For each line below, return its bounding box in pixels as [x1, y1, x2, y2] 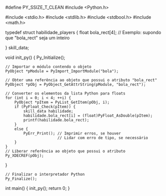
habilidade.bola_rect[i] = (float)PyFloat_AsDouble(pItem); [23, 113, 153, 118]
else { [14, 126, 28, 132]
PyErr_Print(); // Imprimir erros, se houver [23, 131, 121, 136]
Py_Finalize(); [5, 176, 37, 181]
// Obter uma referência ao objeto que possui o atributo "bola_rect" [5, 78, 157, 83]
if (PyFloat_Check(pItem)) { [14, 104, 76, 109]
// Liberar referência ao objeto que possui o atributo [5, 149, 126, 154]
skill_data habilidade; [23, 109, 73, 114]
